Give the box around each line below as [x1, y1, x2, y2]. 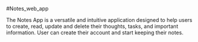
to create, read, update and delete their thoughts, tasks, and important [6, 23, 178, 30]
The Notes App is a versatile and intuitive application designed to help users [6, 17, 193, 23]
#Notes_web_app [6, 5, 49, 12]
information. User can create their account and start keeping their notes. [6, 29, 184, 36]
